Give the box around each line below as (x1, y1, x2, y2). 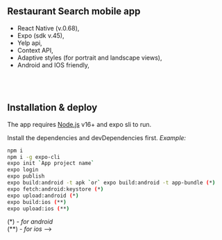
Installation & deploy (7, 102, 98, 114)
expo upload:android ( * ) (7, 192, 79, 199)
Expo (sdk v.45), (17, 31, 65, 40)
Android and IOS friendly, (17, 60, 90, 69)
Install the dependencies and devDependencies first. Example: (7, 133, 186, 142)
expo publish (7, 173, 45, 180)
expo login (7, 166, 39, 173)
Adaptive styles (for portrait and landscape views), (17, 53, 162, 62)
